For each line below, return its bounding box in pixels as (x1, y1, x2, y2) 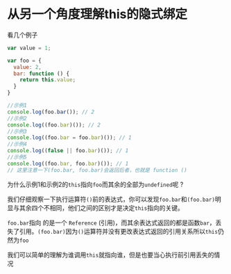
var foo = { (7, 57, 42, 64)
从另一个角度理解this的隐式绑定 (7, 6, 188, 22)
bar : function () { (13, 70, 70, 77)
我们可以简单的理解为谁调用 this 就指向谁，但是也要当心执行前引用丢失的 (7, 250, 214, 259)
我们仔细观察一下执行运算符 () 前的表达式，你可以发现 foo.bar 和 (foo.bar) (7, 195, 215, 203)
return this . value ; (19, 76, 76, 83)
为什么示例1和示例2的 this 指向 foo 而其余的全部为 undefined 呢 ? (7, 180, 184, 188)
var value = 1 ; (7, 45, 51, 51)
